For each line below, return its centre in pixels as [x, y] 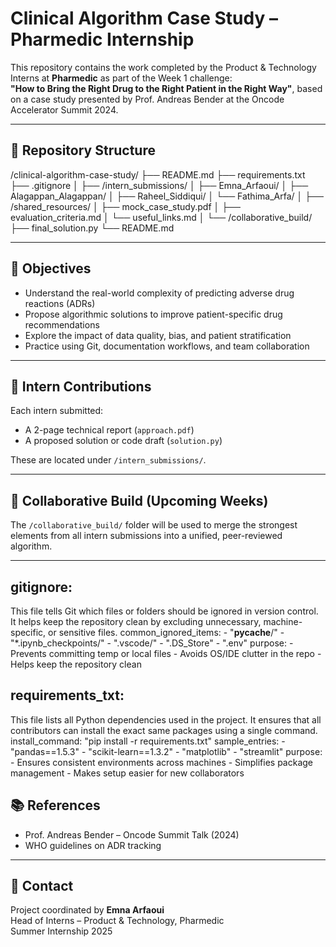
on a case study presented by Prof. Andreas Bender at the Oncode [147, 99]
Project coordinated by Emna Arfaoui [87, 910]
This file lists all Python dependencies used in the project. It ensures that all [166, 719]
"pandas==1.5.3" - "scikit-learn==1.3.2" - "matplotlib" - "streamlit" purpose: [166, 751]
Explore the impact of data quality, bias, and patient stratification [158, 335]
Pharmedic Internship [102, 39]
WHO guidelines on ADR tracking [93, 845]
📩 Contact [42, 886]
